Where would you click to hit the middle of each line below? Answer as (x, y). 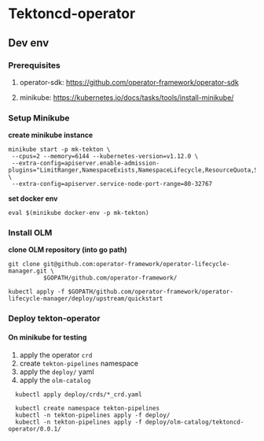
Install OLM (30, 233)
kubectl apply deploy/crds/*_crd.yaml (79, 395)
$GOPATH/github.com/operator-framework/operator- (151, 292)
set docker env (33, 198)
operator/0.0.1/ (35, 429)
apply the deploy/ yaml (57, 372)
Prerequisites (34, 65)
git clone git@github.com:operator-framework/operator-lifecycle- (119, 265)
